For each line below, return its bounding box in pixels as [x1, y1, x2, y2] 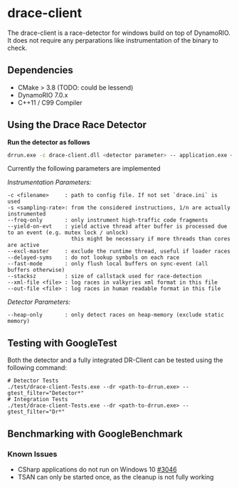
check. [7, 43, 28, 52]
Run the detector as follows [7, 137, 90, 147]
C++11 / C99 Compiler [17, 98, 83, 107]
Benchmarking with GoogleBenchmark [7, 428, 183, 440]
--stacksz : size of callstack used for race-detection [7, 272, 202, 280]
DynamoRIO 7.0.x [17, 90, 68, 99]
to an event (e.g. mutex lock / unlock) [7, 229, 129, 236]
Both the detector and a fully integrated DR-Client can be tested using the [7, 356, 223, 364]
